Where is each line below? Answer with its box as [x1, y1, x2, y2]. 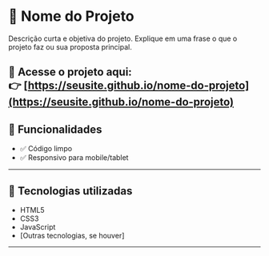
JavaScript [19, 222, 56, 231]
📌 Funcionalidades [8, 122, 102, 136]
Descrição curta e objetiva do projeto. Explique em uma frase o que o [8, 34, 238, 43]
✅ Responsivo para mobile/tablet [19, 153, 129, 162]
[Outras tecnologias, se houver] [19, 230, 125, 240]
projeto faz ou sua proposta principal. [8, 42, 132, 51]
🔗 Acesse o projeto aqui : [8, 66, 132, 79]
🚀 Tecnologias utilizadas [8, 184, 133, 198]
